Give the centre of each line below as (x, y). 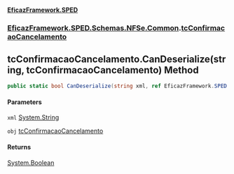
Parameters (25, 102)
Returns (19, 147)
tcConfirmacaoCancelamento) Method (112, 70)
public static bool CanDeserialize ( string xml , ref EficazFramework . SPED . (119, 86)
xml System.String (33, 117)
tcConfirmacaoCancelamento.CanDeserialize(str (117, 59)
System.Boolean (31, 162)
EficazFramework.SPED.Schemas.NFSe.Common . (95, 28)
